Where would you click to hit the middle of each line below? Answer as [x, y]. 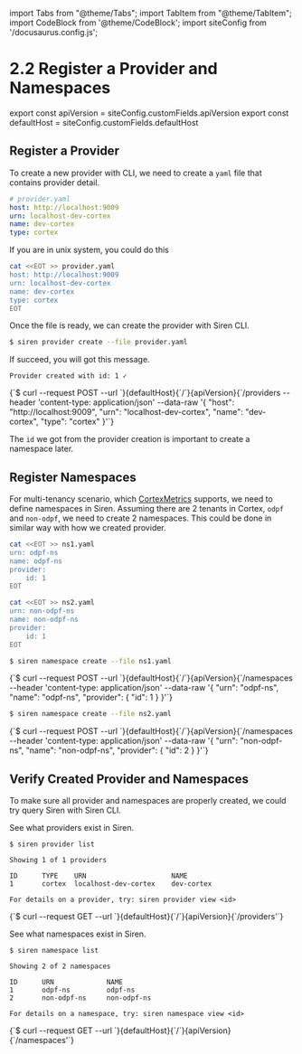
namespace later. [42, 449]
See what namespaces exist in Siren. [78, 934]
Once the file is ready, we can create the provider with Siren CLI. [130, 325]
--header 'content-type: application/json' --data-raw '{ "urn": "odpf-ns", [144, 688]
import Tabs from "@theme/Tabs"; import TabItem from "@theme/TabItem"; [151, 13]
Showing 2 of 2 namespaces [60, 966]
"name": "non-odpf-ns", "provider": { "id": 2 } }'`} [117, 750]
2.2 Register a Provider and [114, 69]
